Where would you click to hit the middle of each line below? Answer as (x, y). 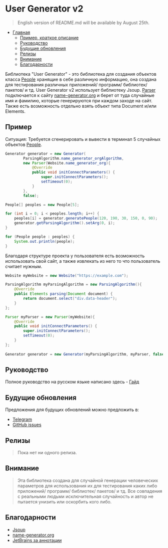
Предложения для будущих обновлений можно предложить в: (72, 410)
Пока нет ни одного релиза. (47, 452)
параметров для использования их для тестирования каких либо (87, 486)
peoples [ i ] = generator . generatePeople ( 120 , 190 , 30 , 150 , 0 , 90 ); (86, 219)
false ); (31, 196)
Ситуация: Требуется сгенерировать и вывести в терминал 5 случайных (83, 139)
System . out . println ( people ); (44, 241)
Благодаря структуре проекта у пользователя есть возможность (75, 256)
